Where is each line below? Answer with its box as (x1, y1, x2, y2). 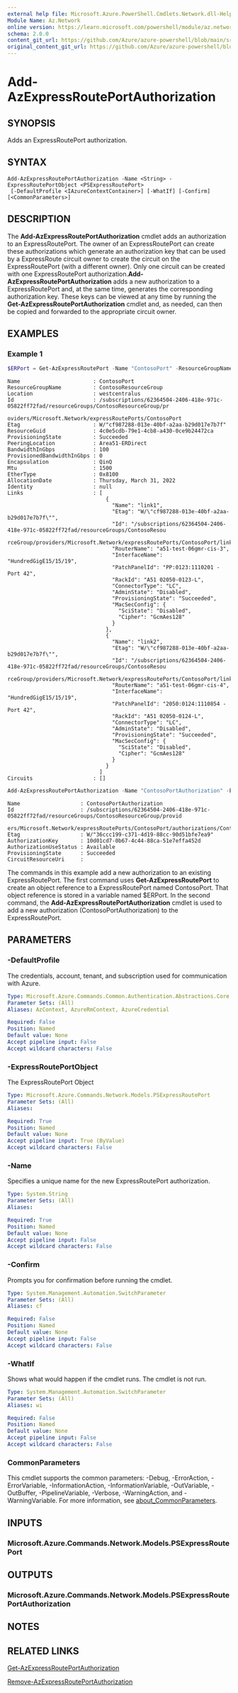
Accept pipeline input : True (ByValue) (7, 1137, 125, 1145)
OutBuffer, (7, 1489, 38, 1497)
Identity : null (7, 484, 113, 491)
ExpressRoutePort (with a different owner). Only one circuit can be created (7, 262, 225, 270)
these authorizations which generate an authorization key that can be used (7, 247, 226, 255)
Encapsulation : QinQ (7, 459, 113, 466)
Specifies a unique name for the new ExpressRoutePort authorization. (7, 1177, 210, 1185)
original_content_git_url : (7, 43, 87, 50)
